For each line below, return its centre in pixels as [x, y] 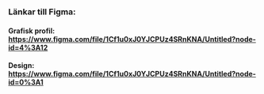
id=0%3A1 [26, 82]
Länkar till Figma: [42, 12]
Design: [21, 66]
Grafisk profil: [32, 31]
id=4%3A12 [28, 47]
